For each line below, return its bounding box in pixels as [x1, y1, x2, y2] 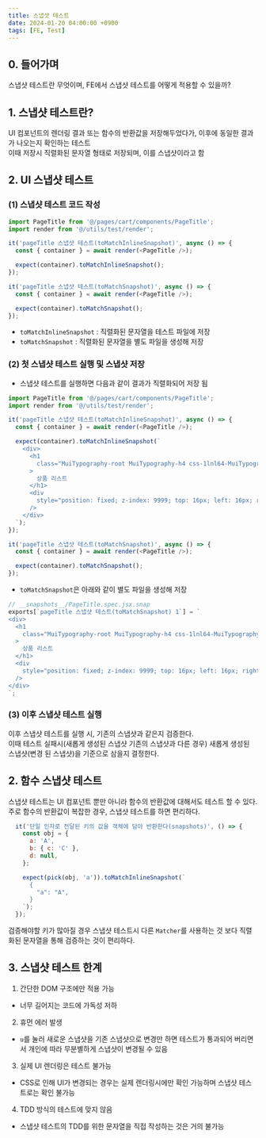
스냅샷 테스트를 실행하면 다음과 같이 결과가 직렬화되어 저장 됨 [19, 378, 208, 388]
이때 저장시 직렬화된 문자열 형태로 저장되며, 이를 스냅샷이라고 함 [8, 148, 205, 157]
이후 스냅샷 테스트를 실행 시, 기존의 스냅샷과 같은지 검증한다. [8, 729, 194, 738]
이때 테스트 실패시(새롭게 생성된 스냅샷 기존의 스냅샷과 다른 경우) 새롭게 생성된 [8, 738, 250, 748]
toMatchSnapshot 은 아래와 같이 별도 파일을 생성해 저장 [19, 584, 188, 595]
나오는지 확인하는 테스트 [16, 138, 91, 148]
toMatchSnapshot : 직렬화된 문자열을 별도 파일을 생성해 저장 [19, 337, 204, 347]
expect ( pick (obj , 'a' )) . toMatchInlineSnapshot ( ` [22, 873, 186, 881]
